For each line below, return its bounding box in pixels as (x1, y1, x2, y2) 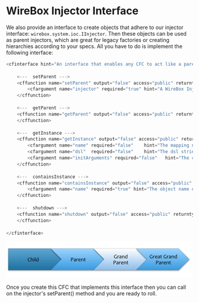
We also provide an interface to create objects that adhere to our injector (6, 24, 184, 31)
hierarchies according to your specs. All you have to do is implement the (6, 43, 182, 50)
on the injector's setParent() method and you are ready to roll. (6, 290, 157, 297)
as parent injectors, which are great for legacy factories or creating (6, 36, 170, 43)
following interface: (6, 49, 53, 56)
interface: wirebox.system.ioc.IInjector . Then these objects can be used (6, 30, 187, 37)
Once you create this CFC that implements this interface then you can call (6, 283, 187, 291)
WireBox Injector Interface (6, 4, 139, 18)
